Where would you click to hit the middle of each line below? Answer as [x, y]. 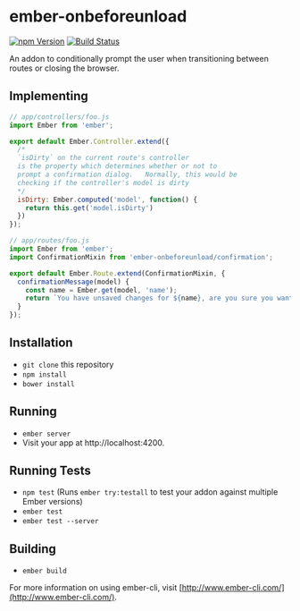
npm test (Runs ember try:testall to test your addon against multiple [150, 492]
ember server [46, 434]
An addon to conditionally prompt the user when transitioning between [139, 58]
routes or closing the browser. [64, 68]
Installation [41, 343]
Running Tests [50, 471]
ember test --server [60, 522]
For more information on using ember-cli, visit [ [96, 588]
